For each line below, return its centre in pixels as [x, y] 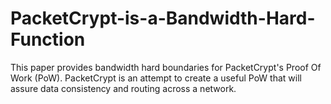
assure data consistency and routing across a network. [123, 88]
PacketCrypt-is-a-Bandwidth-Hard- [163, 18]
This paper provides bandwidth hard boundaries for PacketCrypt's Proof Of [166, 67]
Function [48, 39]
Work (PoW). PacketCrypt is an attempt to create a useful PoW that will [156, 78]
